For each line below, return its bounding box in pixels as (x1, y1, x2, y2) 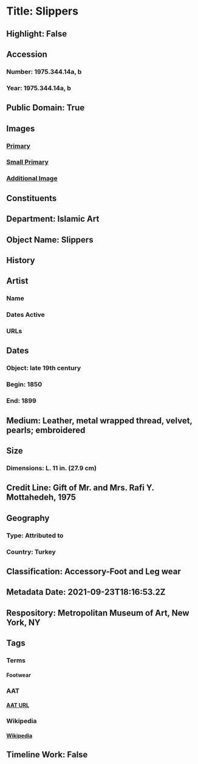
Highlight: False (6, 29, 67, 39)
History (6, 255, 35, 266)
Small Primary (6, 158, 49, 166)
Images (6, 123, 35, 133)
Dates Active (6, 311, 46, 319)
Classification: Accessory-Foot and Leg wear (6, 566, 181, 576)
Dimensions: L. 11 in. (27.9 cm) (6, 464, 97, 472)
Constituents (6, 193, 57, 203)
